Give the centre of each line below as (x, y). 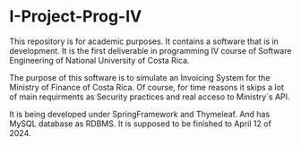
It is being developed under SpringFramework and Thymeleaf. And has (140, 114)
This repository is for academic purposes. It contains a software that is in (144, 41)
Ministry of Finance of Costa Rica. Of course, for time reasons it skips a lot (146, 87)
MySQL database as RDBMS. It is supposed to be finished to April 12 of (140, 124)
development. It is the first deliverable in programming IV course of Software (150, 50)
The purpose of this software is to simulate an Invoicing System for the (140, 77)
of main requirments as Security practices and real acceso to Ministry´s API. (150, 97)
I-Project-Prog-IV (76, 17)
